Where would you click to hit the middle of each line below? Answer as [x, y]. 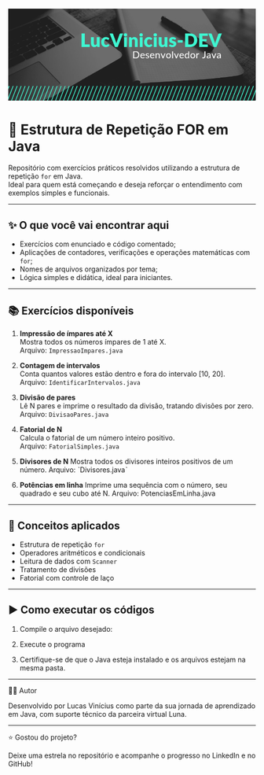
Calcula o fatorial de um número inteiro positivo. [97, 438]
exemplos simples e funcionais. [59, 193]
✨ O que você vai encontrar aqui [89, 225]
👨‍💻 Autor [23, 690]
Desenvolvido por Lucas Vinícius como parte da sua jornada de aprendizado [132, 706]
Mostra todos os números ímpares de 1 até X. [93, 342]
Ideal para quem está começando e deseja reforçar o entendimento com [125, 185]
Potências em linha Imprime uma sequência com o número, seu [123, 485]
